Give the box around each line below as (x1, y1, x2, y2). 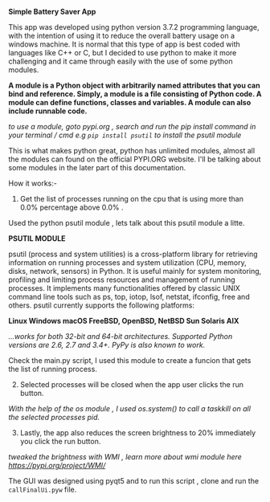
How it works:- (8, 178, 58, 188)
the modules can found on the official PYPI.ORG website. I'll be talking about (8, 154, 261, 164)
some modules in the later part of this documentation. (8, 163, 186, 172)
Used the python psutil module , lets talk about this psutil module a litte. (8, 218, 245, 227)
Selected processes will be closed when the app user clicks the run (19, 380, 243, 389)
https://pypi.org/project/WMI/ (8, 461, 106, 470)
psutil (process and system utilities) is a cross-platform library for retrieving (8, 249, 259, 259)
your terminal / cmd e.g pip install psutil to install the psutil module (8, 130, 242, 140)
